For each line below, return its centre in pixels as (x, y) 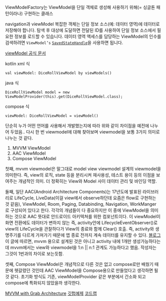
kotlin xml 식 (18, 64)
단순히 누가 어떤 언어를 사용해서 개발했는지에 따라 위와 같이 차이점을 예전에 (77, 126)
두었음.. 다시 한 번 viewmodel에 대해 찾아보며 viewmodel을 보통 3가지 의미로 (85, 132)
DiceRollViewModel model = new (37, 92)
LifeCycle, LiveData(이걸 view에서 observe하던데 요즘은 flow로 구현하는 (85, 198)
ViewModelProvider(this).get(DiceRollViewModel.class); (64, 97)
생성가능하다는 (147, 241)
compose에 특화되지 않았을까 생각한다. (43, 283)
